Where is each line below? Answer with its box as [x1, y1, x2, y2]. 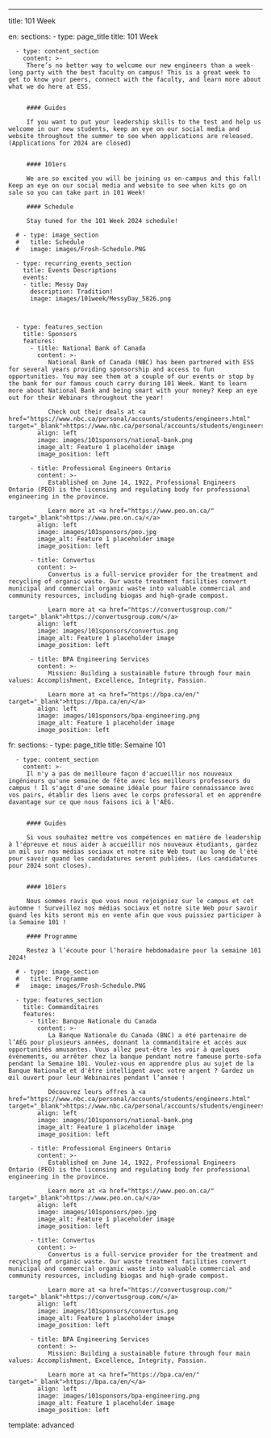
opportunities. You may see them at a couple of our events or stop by [8, 372, 254, 381]
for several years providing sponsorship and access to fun [8, 365, 215, 373]
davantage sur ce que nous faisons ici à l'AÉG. [8, 798, 175, 806]
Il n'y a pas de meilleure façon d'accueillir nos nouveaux [26, 770, 232, 778]
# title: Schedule [15, 238, 85, 246]
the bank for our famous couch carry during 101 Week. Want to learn [8, 380, 248, 388]
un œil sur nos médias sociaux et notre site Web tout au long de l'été [8, 847, 258, 856]
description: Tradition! [29, 288, 114, 296]
